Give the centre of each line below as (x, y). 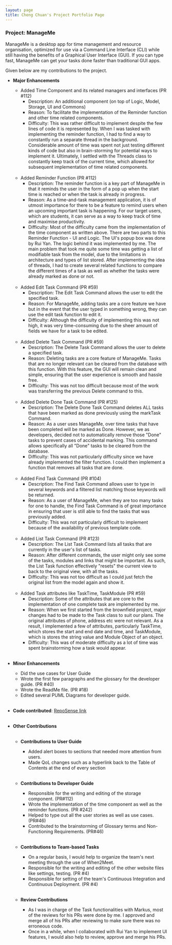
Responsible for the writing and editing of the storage (84, 793)
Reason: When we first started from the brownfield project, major (97, 610)
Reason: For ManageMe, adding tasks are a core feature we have (97, 304)
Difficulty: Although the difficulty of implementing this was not (94, 320)
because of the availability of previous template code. (85, 527)
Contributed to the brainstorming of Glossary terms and (87, 826)
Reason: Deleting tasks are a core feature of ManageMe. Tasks (95, 358)
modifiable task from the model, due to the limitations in (87, 254)
